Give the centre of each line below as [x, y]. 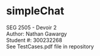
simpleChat [35, 11]
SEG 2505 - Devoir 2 [32, 27]
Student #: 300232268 [34, 40]
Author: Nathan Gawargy [37, 33]
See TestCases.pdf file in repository [50, 46]
